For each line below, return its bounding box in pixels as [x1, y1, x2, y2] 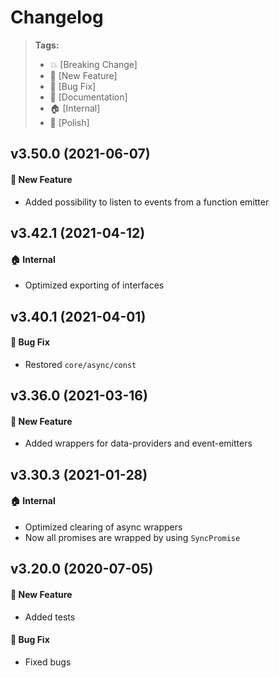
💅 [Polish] [49, 116, 90, 128]
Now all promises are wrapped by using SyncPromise [24, 531, 241, 543]
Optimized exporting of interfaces [24, 279, 165, 291]
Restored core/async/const [24, 358, 137, 370]
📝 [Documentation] [49, 91, 128, 103]
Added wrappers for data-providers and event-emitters [24, 437, 253, 450]
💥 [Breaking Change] [49, 58, 138, 70]
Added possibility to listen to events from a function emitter [24, 196, 270, 208]
